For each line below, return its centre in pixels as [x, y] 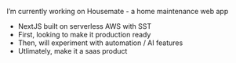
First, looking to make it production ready [84, 35]
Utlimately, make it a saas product [73, 51]
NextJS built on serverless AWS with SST [85, 26]
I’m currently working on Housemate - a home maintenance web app [118, 11]
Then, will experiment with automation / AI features [100, 43]
